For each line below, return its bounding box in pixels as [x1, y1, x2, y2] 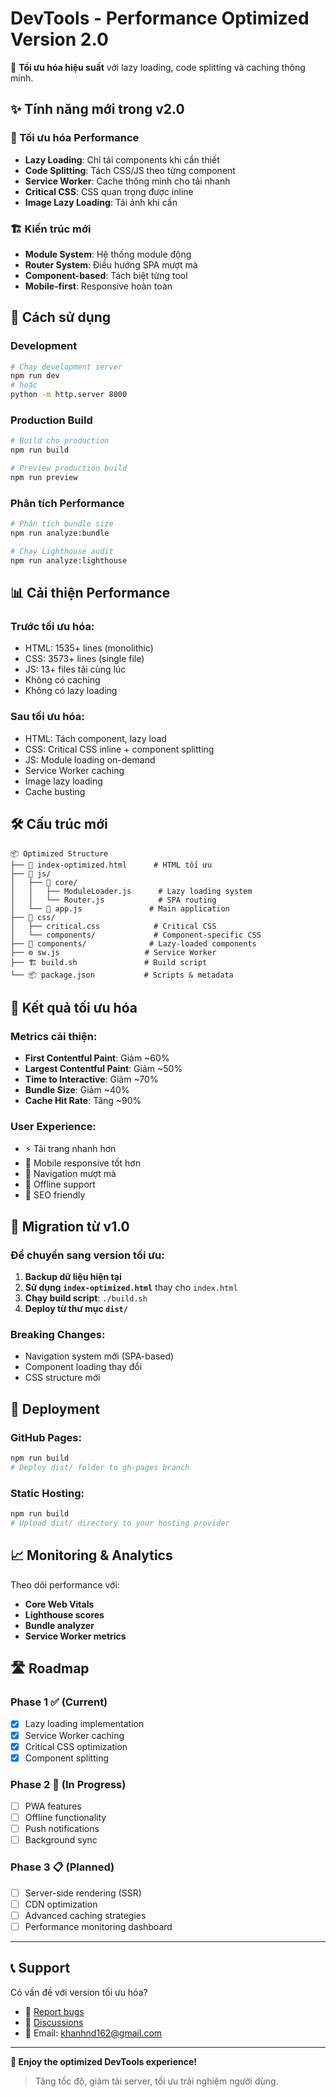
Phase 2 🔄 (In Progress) [10, 1777, 127, 1791]
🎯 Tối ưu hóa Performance [10, 131, 140, 145]
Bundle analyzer [24, 1619, 95, 1631]
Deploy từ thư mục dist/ [24, 1303, 128, 1315]
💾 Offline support [24, 1178, 96, 1191]
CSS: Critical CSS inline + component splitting [24, 743, 215, 755]
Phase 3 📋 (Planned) [10, 1860, 115, 1874]
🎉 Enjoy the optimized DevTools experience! [10, 2055, 198, 2067]
